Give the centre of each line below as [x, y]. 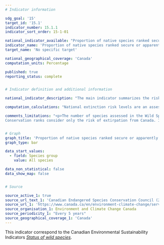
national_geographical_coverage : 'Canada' [49, 58]
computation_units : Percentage [37, 63]
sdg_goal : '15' [20, 18]
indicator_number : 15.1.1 [31, 27]
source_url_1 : [20, 205]
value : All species [34, 160]
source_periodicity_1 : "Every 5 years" [46, 214]
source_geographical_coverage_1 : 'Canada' [49, 218]
